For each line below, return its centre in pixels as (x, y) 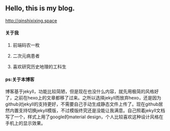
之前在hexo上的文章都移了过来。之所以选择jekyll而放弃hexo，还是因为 (88, 98)
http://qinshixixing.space (31, 20)
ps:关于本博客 (20, 79)
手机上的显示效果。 (25, 123)
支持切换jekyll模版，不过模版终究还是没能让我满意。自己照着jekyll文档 (92, 111)
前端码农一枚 (26, 45)
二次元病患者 (26, 56)
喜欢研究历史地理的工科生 (39, 67)
